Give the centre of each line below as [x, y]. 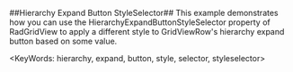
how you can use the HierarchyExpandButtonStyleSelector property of [140, 22]
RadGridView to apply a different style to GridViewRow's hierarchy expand [147, 32]
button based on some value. [63, 41]
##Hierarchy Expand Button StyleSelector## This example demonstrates [144, 13]
